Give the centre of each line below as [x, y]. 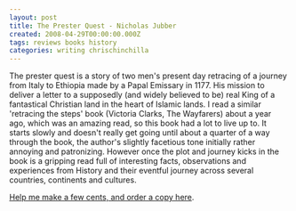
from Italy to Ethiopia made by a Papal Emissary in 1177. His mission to [137, 85]
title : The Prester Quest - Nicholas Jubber [93, 26]
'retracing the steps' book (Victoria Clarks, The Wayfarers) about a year [140, 114]
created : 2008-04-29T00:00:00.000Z [75, 34]
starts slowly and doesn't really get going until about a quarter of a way [140, 133]
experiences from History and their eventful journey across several [132, 171]
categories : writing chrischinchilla [79, 51]
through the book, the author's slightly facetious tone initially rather [132, 142]
